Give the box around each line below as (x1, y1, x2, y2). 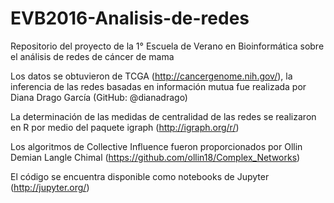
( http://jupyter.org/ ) (10, 181, 90, 193)
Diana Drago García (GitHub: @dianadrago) (10, 91, 188, 103)
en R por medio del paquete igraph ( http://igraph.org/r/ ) (10, 121, 240, 133)
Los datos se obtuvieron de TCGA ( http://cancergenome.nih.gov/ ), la (10, 70, 293, 82)
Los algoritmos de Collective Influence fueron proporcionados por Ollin (10, 140, 303, 152)
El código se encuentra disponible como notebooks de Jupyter (10, 170, 270, 182)
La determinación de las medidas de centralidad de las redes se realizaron (10, 110, 317, 122)
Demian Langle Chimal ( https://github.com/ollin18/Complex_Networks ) (10, 151, 301, 163)
